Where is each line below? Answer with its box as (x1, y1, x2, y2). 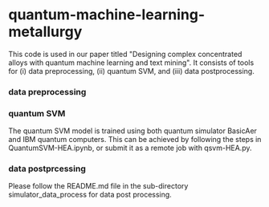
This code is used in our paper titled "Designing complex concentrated (8, 49, 243, 59)
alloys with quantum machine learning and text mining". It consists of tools (8, 58, 255, 67)
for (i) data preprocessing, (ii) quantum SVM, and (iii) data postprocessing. (8, 66, 255, 75)
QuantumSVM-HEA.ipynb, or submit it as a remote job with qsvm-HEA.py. (8, 143, 252, 153)
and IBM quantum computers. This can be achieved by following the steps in (8, 135, 262, 144)
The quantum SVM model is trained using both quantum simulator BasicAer (8, 126, 257, 136)
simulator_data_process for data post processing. (8, 190, 173, 200)
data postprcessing (8, 163, 86, 174)
